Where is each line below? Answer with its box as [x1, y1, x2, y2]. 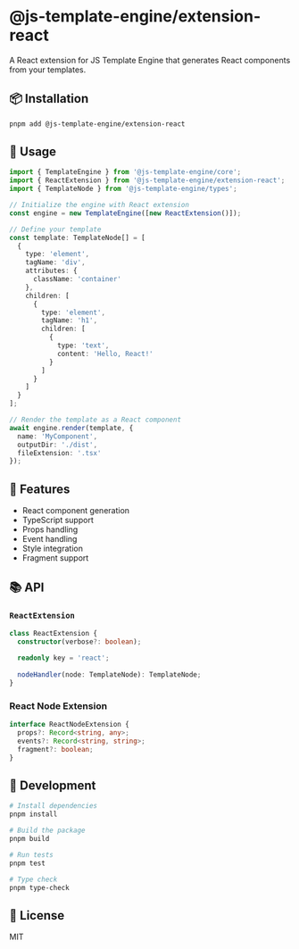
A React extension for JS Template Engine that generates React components [9, 54, 291, 65]
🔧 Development [9, 778, 96, 793]
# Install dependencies [9, 802, 98, 811]
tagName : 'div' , [25, 258, 87, 267]
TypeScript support [21, 515, 94, 526]
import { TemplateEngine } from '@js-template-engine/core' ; [9, 168, 242, 177]
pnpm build [9, 835, 50, 844]
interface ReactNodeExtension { [9, 720, 129, 729]
